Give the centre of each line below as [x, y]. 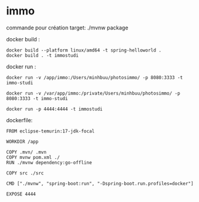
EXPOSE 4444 [21, 194]
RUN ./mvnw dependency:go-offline [49, 162]
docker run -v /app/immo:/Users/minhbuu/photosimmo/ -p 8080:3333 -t [95, 77]
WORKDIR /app [22, 141]
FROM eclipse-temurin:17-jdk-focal [50, 131]
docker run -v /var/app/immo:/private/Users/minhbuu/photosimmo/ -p [93, 93]
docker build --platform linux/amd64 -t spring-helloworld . [84, 50]
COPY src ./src [25, 173]
